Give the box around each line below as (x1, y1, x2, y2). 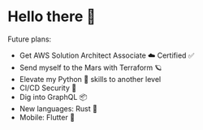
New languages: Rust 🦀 (19, 103, 98, 113)
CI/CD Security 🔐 (19, 83, 77, 93)
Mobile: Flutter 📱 (19, 112, 75, 122)
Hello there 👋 (7, 7, 97, 26)
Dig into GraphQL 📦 (19, 92, 88, 102)
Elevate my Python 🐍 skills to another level (19, 74, 162, 84)
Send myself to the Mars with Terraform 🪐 (19, 63, 162, 72)
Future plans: (7, 34, 52, 44)
